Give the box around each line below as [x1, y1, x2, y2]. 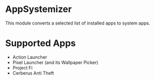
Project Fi [12, 64, 33, 70]
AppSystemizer [5, 3, 72, 15]
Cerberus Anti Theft [12, 70, 54, 76]
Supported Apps [5, 37, 76, 49]
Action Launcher [12, 54, 47, 60]
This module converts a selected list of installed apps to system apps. [5, 20, 150, 26]
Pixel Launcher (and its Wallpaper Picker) [12, 59, 98, 65]
